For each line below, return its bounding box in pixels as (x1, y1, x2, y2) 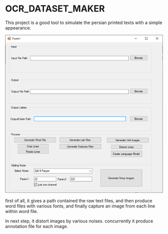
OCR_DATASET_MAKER (5, 3, 105, 14)
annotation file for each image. (5, 223, 68, 229)
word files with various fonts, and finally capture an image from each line (5, 203, 155, 209)
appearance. (5, 24, 31, 30)
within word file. (5, 208, 38, 214)
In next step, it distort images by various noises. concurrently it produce (5, 218, 153, 224)
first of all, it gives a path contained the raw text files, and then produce (5, 197, 152, 203)
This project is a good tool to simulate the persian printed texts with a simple (5, 19, 162, 25)
